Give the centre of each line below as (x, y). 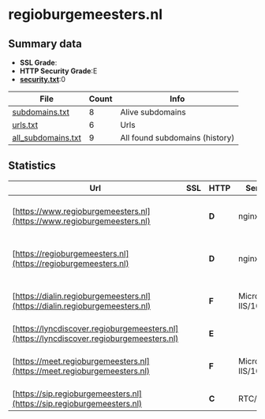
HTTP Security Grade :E (58, 71)
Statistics (32, 166)
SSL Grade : (38, 62)
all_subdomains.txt (47, 138)
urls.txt (25, 125)
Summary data (45, 44)
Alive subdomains (153, 112)
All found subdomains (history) (177, 138)
